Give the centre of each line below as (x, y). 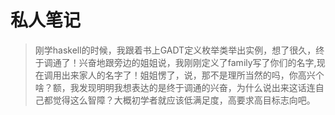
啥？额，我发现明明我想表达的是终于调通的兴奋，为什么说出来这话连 (175, 87)
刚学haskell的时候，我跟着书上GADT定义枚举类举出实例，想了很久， (175, 50)
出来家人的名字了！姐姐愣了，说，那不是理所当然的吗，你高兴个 (193, 75)
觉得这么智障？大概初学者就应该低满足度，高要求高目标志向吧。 (184, 100)
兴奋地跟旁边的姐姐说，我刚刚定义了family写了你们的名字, (197, 62)
